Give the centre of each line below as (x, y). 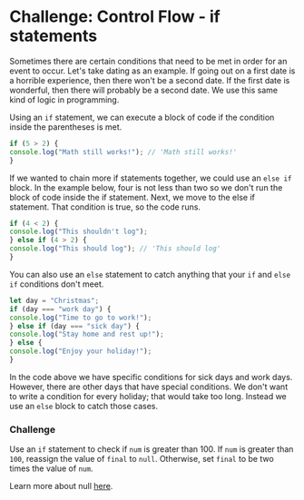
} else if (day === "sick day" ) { (75, 326)
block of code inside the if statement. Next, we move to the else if (132, 197)
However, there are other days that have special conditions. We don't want (149, 387)
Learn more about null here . (61, 486)
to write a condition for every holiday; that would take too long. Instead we (148, 396)
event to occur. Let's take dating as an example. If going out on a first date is (152, 71)
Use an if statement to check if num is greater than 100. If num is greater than (152, 449)
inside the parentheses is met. (66, 127)
